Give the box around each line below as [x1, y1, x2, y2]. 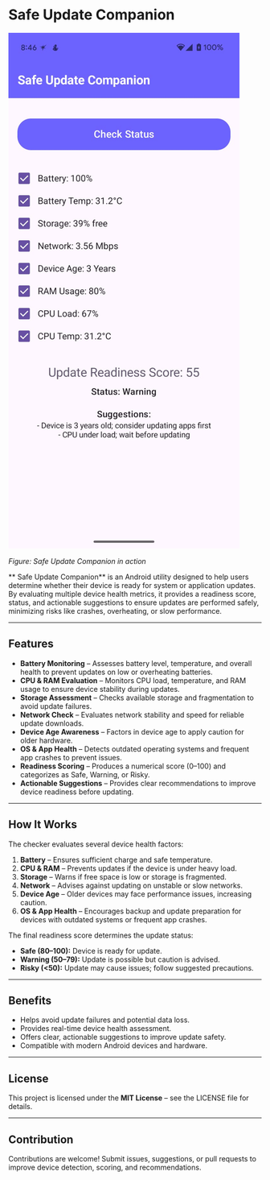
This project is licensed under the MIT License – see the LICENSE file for [8, 1093, 249, 1103]
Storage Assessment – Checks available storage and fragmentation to [19, 693, 255, 702]
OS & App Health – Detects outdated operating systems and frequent [19, 743, 250, 754]
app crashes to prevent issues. [19, 752, 122, 762]
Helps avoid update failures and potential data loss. [19, 1015, 190, 1025]
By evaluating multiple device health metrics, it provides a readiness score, [8, 589, 256, 598]
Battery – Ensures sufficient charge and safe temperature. [19, 855, 213, 864]
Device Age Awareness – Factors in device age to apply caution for [19, 727, 245, 736]
